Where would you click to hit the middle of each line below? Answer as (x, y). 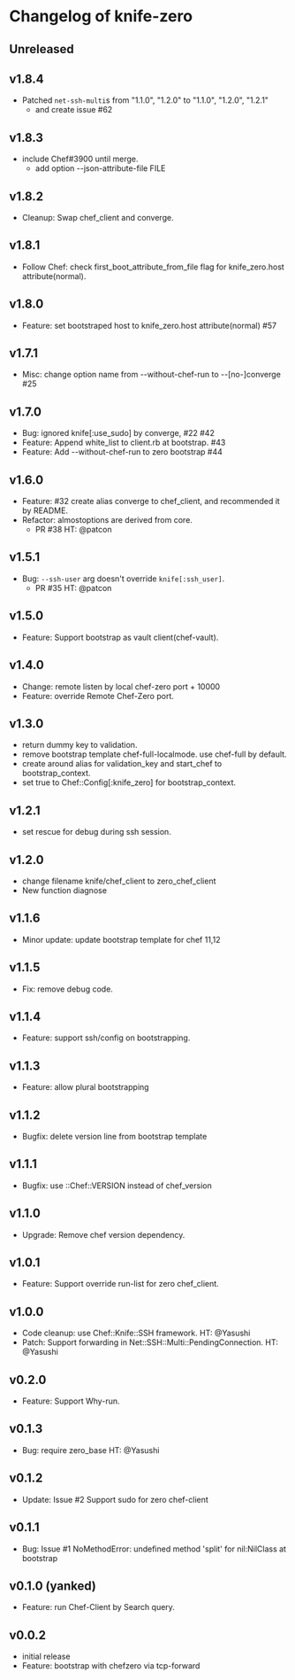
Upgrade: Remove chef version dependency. (103, 1234)
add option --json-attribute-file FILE (100, 168)
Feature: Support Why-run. (71, 1401)
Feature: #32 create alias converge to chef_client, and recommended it (151, 502)
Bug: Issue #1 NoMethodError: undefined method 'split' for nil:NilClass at (154, 1549)
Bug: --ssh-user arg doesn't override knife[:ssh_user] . (123, 579)
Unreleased (42, 49)
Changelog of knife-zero (101, 16)
